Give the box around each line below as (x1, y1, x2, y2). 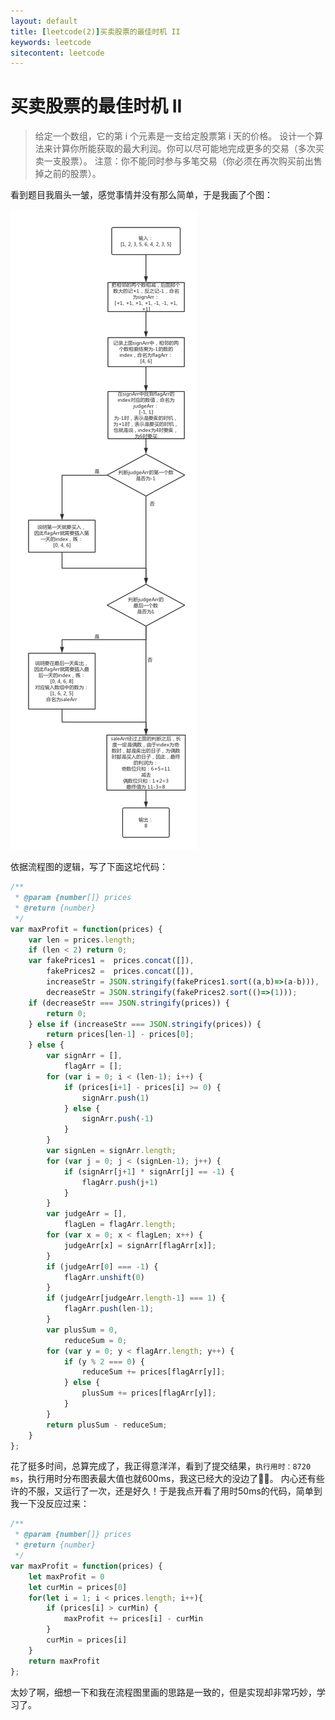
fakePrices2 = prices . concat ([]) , (46, 966, 195, 977)
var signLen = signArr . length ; (46, 1146, 177, 1156)
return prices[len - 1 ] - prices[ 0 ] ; (46, 1030, 195, 1040)
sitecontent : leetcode (10, 48, 105, 58)
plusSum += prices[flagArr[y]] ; (81, 1388, 217, 1399)
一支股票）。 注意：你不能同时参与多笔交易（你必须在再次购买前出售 (43, 155, 323, 167)
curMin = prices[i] (46, 1635, 128, 1645)
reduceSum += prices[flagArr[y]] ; (81, 1367, 226, 1377)
